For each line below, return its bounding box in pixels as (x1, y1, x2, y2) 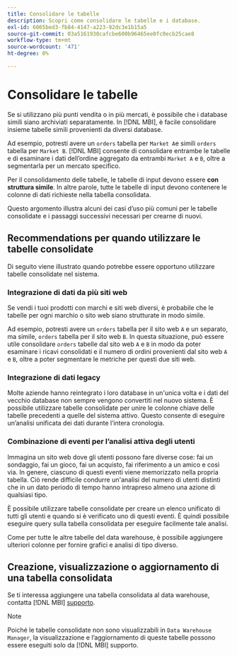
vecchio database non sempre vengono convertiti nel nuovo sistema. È (7, 396, 214, 405)
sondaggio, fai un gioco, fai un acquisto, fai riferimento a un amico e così (7, 460, 220, 469)
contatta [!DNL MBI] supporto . (7, 599, 96, 607)
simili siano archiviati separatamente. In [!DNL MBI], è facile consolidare (7, 118, 216, 126)
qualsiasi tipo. (7, 490, 48, 499)
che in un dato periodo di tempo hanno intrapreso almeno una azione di (7, 483, 216, 491)
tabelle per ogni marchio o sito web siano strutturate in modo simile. (7, 311, 205, 319)
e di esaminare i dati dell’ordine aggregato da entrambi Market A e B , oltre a (7, 154, 226, 162)
